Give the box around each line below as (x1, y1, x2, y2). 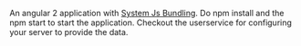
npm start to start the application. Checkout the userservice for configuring (9, 17, 292, 28)
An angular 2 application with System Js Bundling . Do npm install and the (9, 8, 285, 18)
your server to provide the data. (9, 27, 129, 37)
